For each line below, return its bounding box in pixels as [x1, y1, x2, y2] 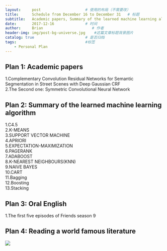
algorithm [5, 108, 36, 117]
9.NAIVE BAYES [5, 164, 38, 170]
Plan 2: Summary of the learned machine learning [5, 100, 162, 109]
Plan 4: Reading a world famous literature [5, 227, 136, 236]
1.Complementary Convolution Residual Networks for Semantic [5, 76, 134, 82]
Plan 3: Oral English [5, 199, 67, 208]
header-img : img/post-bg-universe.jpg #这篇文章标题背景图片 [5, 30, 134, 35]
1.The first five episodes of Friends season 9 [5, 213, 96, 219]
